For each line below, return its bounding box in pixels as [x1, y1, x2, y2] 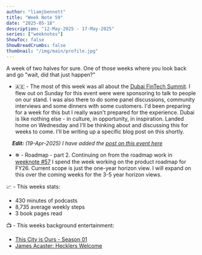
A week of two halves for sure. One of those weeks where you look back [6, 65, 187, 72]
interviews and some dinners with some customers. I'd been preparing [14, 102, 191, 109]
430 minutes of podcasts [14, 197, 78, 204]
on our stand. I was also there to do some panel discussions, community [14, 96, 195, 103]
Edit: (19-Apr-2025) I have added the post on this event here [11, 139, 163, 146]
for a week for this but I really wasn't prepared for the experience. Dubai [14, 109, 195, 116]
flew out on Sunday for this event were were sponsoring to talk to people [14, 89, 196, 96]
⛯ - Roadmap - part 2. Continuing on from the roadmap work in [14, 151, 173, 159]
